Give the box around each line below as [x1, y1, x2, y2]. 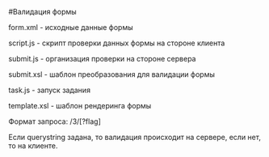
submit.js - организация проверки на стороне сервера [8, 54, 196, 63]
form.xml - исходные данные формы [8, 23, 133, 32]
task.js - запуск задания [8, 85, 91, 95]
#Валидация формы [8, 7, 77, 16]
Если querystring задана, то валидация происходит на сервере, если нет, [8, 133, 261, 142]
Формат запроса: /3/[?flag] [8, 117, 101, 126]
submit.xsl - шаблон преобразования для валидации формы [8, 70, 216, 79]
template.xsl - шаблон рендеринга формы [8, 101, 152, 110]
